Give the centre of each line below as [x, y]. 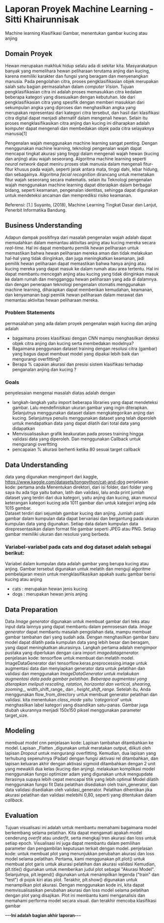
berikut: [15, 553]
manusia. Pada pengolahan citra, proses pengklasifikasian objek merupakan [82, 81]
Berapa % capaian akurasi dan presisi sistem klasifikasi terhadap [78, 364]
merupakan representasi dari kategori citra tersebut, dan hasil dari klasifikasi [82, 113]
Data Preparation [31, 610]
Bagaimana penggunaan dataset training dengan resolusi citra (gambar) [85, 348]
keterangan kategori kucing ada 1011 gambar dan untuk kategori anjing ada [81, 503]
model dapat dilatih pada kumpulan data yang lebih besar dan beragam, [78, 642]
